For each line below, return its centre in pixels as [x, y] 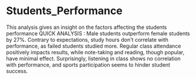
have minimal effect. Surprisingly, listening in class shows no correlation [94, 58]
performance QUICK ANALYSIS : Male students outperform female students [98, 33]
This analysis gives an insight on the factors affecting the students [87, 27]
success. [17, 71]
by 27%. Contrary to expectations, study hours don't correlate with [87, 39]
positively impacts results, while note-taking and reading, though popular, [95, 52]
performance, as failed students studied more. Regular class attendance [94, 46]
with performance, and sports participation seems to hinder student [88, 65]
